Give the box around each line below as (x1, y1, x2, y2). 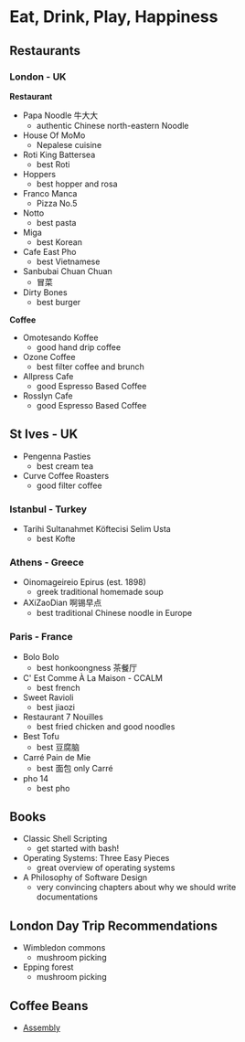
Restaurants (9, 43, 80, 58)
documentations (36, 891, 99, 902)
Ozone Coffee (22, 351, 76, 362)
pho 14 (22, 772, 48, 783)
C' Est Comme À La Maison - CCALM (22, 672, 163, 683)
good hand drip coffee (36, 341, 122, 353)
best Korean (36, 236, 82, 248)
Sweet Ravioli (22, 692, 74, 703)
